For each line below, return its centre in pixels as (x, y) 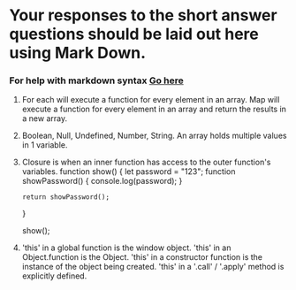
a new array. (45, 118)
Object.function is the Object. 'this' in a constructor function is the (142, 257)
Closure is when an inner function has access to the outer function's (146, 162)
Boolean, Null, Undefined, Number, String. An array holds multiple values (154, 136)
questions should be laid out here (134, 34)
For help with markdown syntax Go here (96, 80)
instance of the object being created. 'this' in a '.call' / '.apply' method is (153, 267)
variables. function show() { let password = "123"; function (129, 172)
